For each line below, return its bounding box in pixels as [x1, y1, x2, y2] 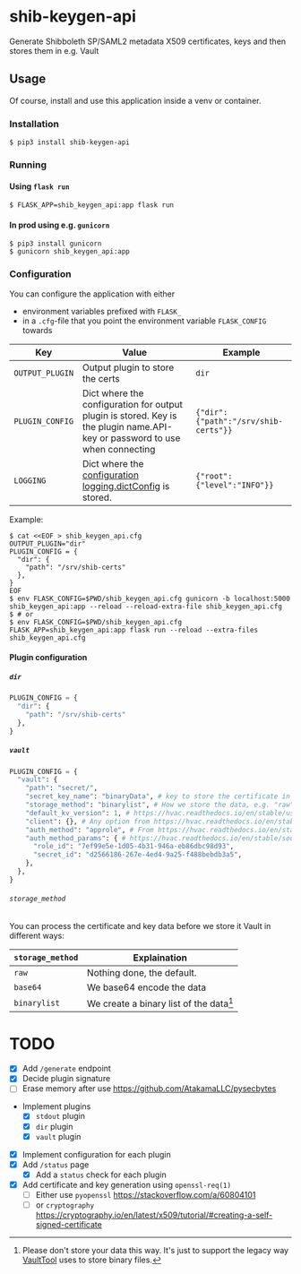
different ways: [9, 930, 64, 942]
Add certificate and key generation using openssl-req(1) [21, 1179, 231, 1190]
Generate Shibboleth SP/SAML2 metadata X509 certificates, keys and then [9, 36, 287, 47]
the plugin [82, 420, 125, 433]
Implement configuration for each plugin [21, 1149, 172, 1159]
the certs [82, 372, 120, 384]
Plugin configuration [9, 652, 88, 663]
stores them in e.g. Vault [9, 45, 99, 56]
